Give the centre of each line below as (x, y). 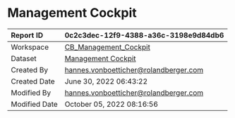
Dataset (24, 58)
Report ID (27, 35)
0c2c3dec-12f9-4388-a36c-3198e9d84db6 (144, 35)
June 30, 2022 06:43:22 (106, 81)
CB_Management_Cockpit (107, 47)
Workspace (30, 47)
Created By (29, 70)
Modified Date (34, 104)
